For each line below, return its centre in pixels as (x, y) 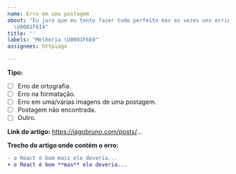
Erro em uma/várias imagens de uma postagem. (87, 102)
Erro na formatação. (46, 94)
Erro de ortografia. (44, 86)
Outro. (27, 118)
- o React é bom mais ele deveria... (63, 159)
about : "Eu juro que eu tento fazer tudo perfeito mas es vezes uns (110, 20)
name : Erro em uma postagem (48, 14)
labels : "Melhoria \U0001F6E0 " (53, 40)
